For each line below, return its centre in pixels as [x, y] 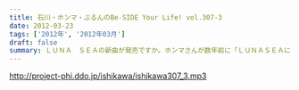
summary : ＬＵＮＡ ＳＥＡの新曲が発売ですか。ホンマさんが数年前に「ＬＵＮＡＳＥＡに [150, 51]
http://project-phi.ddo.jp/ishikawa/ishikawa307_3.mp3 [108, 76]
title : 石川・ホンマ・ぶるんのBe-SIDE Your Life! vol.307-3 [116, 17]
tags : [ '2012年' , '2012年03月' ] [67, 34]
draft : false [33, 42]
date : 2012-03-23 [42, 26]
